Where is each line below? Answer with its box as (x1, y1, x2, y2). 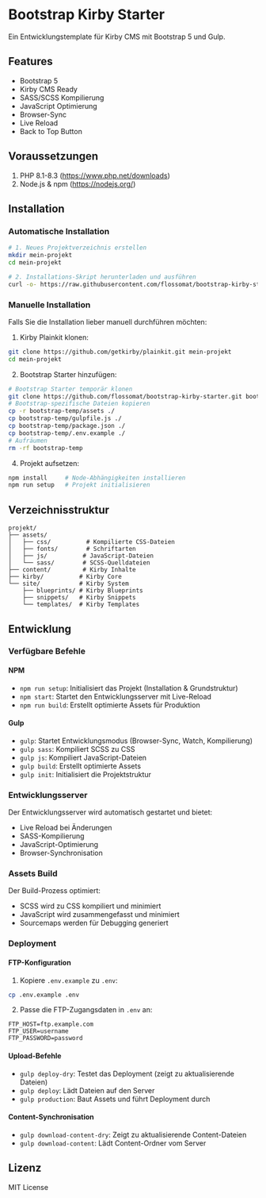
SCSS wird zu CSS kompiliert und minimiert (19, 901, 161, 911)
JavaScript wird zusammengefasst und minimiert (19, 910, 180, 919)
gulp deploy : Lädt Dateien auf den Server (19, 1085, 155, 1095)
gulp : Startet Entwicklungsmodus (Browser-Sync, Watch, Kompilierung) (19, 736, 253, 745)
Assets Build (8, 868, 58, 879)
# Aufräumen (8, 437, 47, 445)
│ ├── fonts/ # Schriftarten (8, 545, 136, 553)
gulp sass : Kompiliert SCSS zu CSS (19, 744, 135, 753)
